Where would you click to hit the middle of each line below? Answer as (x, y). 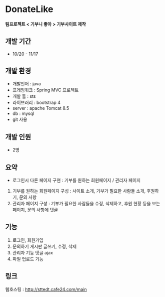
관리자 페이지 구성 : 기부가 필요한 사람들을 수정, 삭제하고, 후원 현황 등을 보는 (86, 204)
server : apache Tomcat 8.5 (41, 108)
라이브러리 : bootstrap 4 (36, 103)
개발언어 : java (26, 84)
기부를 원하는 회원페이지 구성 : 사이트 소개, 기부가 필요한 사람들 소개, (79, 191)
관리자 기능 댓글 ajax (33, 252)
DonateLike (29, 9)
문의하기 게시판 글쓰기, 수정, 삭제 (44, 246)
